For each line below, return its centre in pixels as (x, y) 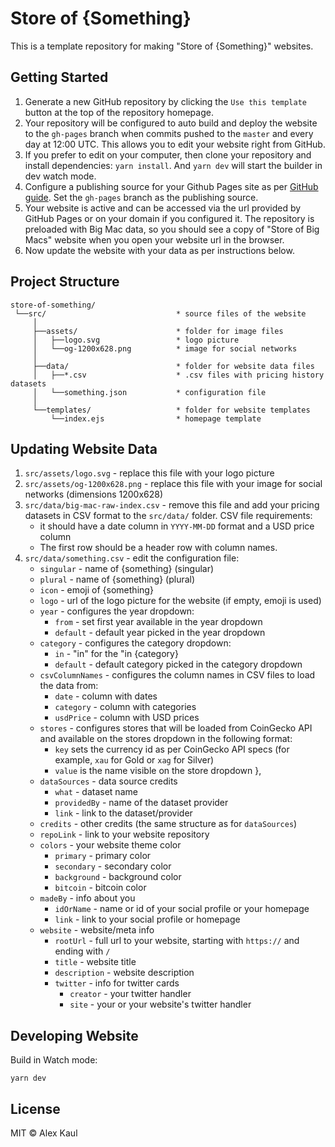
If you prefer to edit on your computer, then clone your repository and (168, 154)
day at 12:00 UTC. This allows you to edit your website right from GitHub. (175, 144)
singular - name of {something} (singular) (127, 569)
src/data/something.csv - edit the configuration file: (132, 558)
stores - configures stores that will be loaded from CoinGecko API (176, 728)
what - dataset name (96, 792)
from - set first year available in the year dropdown (158, 622)
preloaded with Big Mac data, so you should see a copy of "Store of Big (172, 229)
